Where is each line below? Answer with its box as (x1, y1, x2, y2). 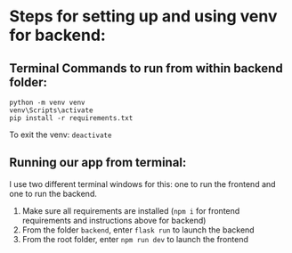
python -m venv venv (9, 98, 86, 107)
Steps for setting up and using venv (9, 6, 278, 27)
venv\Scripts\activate (9, 106, 93, 115)
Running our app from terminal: (9, 155, 187, 170)
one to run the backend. (9, 188, 98, 199)
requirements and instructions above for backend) (21, 215, 207, 225)
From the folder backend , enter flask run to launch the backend (21, 224, 255, 235)
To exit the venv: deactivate (9, 129, 112, 140)
